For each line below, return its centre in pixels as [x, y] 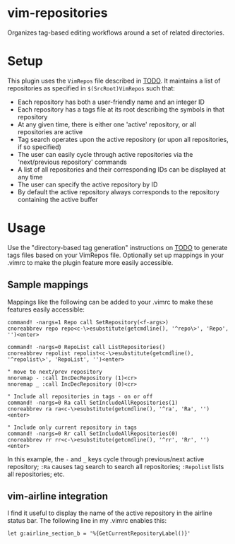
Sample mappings [48, 285]
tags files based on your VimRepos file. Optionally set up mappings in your [116, 255]
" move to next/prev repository [55, 372]
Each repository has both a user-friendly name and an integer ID [111, 102]
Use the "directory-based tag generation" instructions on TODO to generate [117, 247]
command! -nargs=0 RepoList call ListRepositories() [86, 347]
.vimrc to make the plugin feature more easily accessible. [90, 262]
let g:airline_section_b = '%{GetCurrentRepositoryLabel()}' [99, 534]
